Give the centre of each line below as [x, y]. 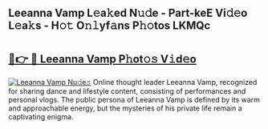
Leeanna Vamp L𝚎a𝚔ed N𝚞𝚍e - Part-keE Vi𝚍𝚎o [128, 13]
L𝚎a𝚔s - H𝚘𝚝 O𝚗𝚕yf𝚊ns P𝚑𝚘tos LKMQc [110, 26]
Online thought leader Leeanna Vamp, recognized [175, 82]
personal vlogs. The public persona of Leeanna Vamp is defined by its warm [134, 100]
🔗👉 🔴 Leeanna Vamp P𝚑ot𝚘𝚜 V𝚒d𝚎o [102, 59]
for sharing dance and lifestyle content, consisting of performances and [127, 91]
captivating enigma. [41, 117]
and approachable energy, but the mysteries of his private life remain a [125, 108]
